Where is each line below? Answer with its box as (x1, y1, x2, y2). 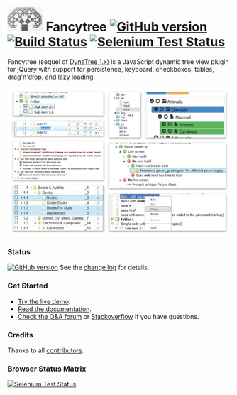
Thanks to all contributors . (7, 346, 84, 355)
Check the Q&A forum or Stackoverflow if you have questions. (17, 312, 200, 320)
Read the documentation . (17, 305, 92, 313)
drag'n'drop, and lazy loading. (7, 72, 96, 81)
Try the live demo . (17, 297, 71, 305)
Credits (7, 330, 33, 340)
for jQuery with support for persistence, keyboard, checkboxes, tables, (7, 65, 215, 73)
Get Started (7, 281, 48, 291)
